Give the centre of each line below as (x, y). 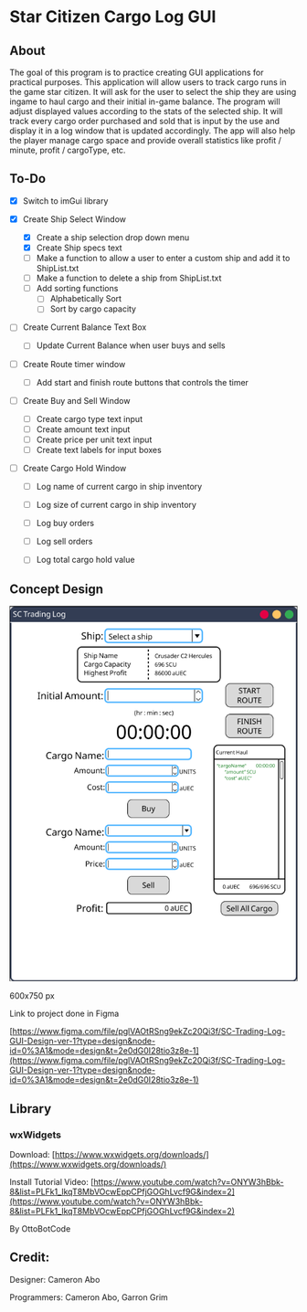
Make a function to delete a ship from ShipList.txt (129, 278)
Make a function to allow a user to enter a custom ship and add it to (163, 259)
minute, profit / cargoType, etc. (68, 150)
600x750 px (32, 996)
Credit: (30, 1258)
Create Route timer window (74, 364)
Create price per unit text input (94, 439)
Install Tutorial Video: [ (52, 1181)
